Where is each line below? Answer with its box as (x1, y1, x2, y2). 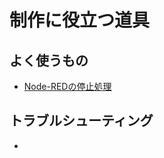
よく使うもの (9, 52, 89, 69)
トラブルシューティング (9, 112, 154, 130)
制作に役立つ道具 (9, 9, 151, 32)
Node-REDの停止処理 (23, 81, 112, 92)
